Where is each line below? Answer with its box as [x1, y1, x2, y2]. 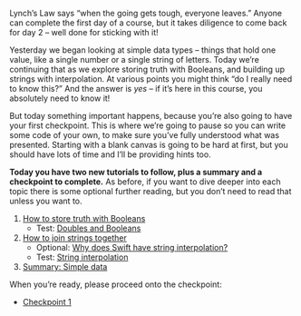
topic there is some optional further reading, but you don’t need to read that [9, 186, 292, 196]
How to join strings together [22, 232, 127, 243]
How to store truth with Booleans [22, 213, 146, 223]
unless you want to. [9, 195, 83, 206]
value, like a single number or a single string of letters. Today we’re [9, 54, 260, 64]
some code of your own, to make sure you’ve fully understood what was [9, 130, 279, 140]
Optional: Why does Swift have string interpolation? [35, 242, 228, 252]
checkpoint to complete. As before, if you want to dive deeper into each [9, 176, 281, 187]
